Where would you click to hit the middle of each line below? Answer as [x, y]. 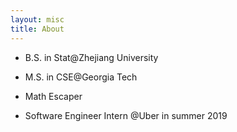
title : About [37, 29]
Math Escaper [53, 96]
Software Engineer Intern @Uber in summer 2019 [126, 115]
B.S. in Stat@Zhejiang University [91, 57]
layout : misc [37, 19]
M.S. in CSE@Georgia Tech [81, 77]
